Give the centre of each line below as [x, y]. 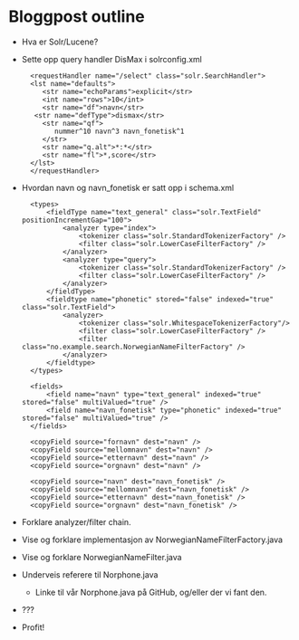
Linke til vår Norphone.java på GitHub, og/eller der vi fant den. [151, 592]
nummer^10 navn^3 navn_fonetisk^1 [120, 131]
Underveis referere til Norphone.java [90, 574]
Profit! [33, 627]
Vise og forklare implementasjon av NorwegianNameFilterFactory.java [152, 540]
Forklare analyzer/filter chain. [77, 521]
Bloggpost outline [77, 17]
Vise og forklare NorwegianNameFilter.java [101, 557]
